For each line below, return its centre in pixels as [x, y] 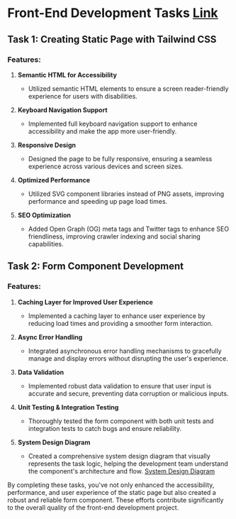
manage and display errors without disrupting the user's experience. [128, 358]
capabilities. [46, 244]
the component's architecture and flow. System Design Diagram [122, 471]
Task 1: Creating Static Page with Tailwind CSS [112, 39]
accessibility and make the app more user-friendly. [102, 131]
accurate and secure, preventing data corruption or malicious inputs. [128, 393]
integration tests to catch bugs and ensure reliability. [105, 428]
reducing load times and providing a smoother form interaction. [120, 323]
